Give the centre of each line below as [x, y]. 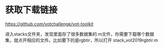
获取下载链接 [32, 10]
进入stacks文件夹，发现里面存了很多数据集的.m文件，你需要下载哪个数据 [80, 34]
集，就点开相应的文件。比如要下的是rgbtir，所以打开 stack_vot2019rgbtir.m [81, 40]
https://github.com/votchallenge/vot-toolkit [49, 24]
